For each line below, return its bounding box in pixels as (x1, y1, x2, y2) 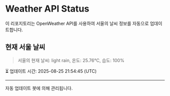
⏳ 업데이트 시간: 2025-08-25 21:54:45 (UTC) (5, 68, 97, 74)
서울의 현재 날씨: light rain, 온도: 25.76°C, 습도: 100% (17, 57, 125, 63)
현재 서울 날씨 (5, 43, 46, 52)
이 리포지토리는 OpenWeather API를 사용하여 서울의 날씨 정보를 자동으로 (5, 20, 149, 26)
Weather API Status (5, 3, 90, 15)
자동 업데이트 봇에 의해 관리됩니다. (5, 85, 73, 91)
